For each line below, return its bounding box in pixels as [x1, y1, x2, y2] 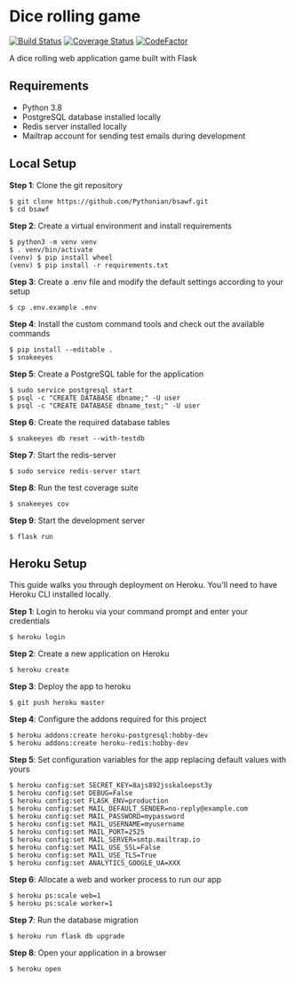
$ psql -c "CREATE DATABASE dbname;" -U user [9, 393, 180, 402]
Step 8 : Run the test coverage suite [9, 482, 140, 493]
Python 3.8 [21, 102, 62, 113]
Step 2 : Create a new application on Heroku [9, 648, 170, 659]
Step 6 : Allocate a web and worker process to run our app [9, 875, 222, 885]
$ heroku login [9, 633, 66, 642]
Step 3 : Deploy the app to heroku [9, 681, 132, 692]
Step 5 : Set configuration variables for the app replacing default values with [9, 755, 287, 765]
